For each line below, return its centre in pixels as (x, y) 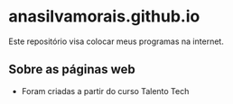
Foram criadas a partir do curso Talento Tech (105, 91)
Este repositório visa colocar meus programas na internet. (116, 41)
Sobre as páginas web (72, 69)
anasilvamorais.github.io (104, 17)
